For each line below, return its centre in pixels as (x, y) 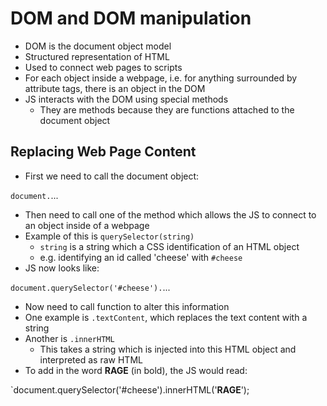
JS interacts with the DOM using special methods (126, 99)
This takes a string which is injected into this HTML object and (168, 349)
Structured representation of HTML (97, 56)
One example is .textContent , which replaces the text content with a (166, 317)
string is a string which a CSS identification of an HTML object (169, 246)
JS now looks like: (62, 268)
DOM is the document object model (98, 46)
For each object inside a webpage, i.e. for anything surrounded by (161, 78)
